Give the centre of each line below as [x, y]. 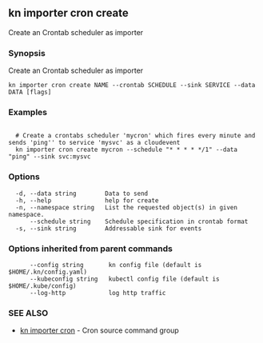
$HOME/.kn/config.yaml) [48, 272]
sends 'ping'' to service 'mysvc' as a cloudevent [94, 143]
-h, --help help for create [87, 200]
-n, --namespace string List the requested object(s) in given [127, 207]
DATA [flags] [30, 92]
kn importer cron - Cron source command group [100, 330]
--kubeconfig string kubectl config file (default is [124, 279]
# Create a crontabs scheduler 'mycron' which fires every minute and [135, 136]
